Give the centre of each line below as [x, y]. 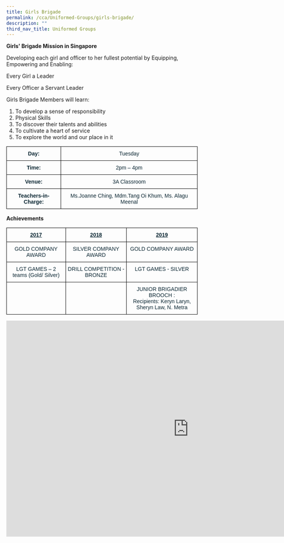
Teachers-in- [34, 196]
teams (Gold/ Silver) [36, 275]
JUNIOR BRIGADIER [162, 289]
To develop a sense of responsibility [60, 111]
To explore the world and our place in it [64, 137]
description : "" [27, 23]
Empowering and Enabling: [40, 64]
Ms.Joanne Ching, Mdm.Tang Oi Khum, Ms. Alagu [129, 196]
